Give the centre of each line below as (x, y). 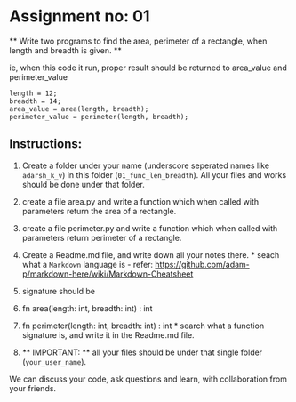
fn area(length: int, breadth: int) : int (87, 308)
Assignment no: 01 (80, 16)
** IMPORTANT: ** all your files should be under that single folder (142, 352)
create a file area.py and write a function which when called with (140, 201)
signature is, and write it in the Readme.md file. (108, 334)
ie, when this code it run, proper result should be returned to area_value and (148, 68)
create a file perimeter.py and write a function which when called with (150, 228)
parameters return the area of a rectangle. (99, 211)
